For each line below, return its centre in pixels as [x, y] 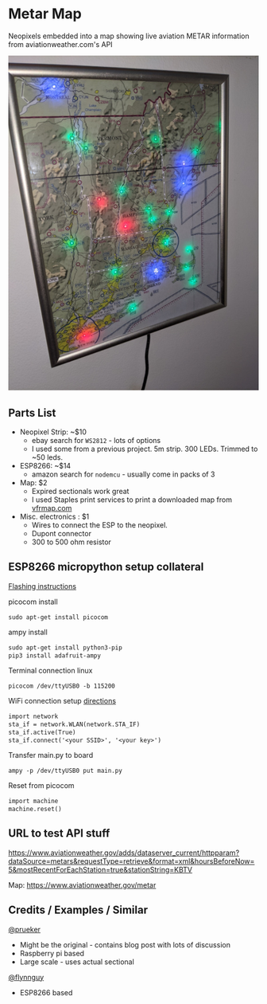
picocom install [33, 602]
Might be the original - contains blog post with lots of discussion [125, 944]
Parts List [32, 412]
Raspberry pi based [52, 953]
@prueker [25, 929]
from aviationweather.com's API [60, 44]
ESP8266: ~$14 [45, 466]
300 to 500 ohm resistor [71, 542]
